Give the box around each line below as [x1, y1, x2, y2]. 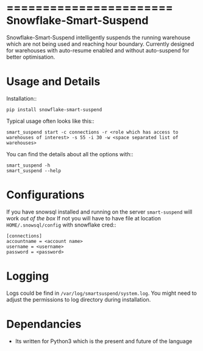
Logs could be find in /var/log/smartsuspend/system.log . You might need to [6, 289, 197, 297]
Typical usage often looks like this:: [6, 117, 94, 125]
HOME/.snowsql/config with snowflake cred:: [6, 221, 116, 228]
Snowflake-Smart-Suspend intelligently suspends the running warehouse [6, 34, 191, 41]
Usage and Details [6, 74, 101, 89]
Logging [6, 269, 49, 283]
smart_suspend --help [6, 167, 62, 174]
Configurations [6, 188, 85, 202]
